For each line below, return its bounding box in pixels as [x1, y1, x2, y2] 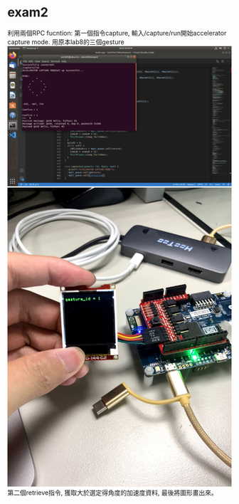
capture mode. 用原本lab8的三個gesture [7, 37, 124, 46]
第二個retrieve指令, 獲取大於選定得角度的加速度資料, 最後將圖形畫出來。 [7, 488, 218, 497]
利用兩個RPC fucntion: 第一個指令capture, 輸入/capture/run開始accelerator [7, 28, 227, 37]
